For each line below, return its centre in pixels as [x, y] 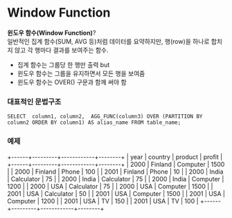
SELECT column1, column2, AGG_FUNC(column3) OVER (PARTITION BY [105, 117]
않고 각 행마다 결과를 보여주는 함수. [61, 50]
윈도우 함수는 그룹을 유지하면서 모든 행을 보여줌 [81, 73]
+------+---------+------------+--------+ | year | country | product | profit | [115, 156]
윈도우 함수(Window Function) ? [52, 33]
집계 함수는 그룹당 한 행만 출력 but [63, 64]
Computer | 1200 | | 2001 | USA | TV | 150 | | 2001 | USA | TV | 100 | [103, 201]
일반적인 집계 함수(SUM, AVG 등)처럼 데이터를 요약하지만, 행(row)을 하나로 [108, 41]
